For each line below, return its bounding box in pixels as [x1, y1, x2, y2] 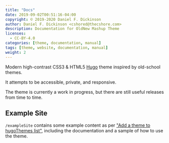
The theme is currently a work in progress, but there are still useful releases [5, 89, 164, 95]
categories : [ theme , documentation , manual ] [5, 41, 101, 46]
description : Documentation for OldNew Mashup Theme [5, 26, 120, 31]
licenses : [5, 31, 26, 36]
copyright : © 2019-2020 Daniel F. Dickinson [5, 17, 101, 22]
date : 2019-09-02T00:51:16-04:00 [5, 12, 76, 17]
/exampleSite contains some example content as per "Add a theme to [5, 122, 151, 128]
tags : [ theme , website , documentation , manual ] [5, 45, 108, 50]
